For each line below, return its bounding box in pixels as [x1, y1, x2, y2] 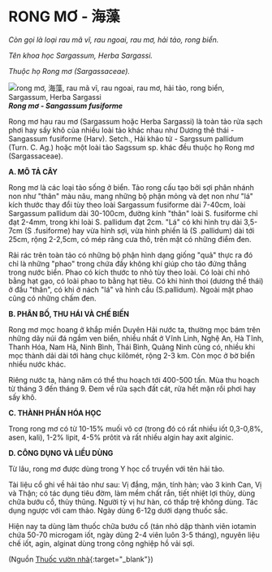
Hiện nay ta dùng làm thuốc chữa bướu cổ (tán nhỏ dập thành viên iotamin [8, 521, 257, 531]
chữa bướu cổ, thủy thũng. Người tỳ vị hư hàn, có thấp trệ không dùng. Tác [8, 496, 258, 506]
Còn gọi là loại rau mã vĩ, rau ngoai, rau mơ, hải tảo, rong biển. [8, 34, 219, 45]
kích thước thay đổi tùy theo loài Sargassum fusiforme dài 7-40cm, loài [8, 200, 246, 210]
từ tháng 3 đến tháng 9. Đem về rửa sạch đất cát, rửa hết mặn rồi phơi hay [8, 383, 257, 393]
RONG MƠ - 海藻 [8, 7, 120, 26]
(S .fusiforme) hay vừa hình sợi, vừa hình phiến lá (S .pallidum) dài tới [24, 225, 255, 236]
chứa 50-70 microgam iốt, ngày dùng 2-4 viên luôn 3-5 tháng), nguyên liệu [8, 530, 260, 539]
